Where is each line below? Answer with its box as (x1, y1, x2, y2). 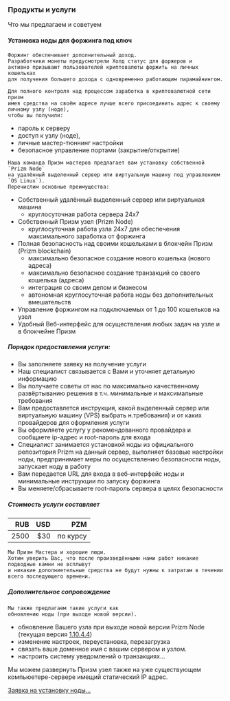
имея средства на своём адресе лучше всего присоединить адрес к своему (8, 100, 220, 107)
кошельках (8, 70, 36, 76)
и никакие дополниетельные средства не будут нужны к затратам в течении (8, 567, 224, 574)
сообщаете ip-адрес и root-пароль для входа (17, 433, 151, 441)
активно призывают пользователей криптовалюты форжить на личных (8, 63, 198, 70)
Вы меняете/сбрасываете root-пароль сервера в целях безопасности (17, 484, 224, 493)
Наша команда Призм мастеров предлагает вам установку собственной (8, 159, 205, 166)
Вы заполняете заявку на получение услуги (17, 360, 147, 368)
